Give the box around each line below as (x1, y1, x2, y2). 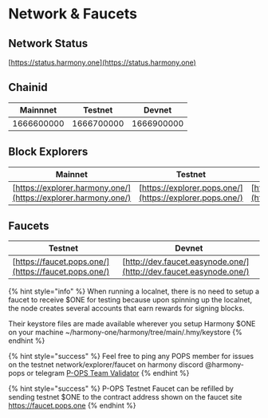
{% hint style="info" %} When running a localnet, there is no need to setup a (8, 286, 260, 296)
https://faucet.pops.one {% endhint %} (8, 400, 136, 411)
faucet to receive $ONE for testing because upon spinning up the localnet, (8, 295, 253, 305)
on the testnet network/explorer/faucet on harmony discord (8, 360, 203, 369)
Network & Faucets (8, 5, 138, 23)
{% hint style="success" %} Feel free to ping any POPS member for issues (8, 352, 254, 361)
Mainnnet (19, 104, 57, 116)
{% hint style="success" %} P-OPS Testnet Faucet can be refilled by (8, 384, 234, 393)
